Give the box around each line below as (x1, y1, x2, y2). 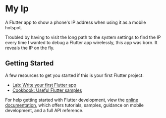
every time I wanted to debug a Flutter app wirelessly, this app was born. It (5, 39, 158, 45)
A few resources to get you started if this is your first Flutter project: (5, 72, 144, 78)
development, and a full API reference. (5, 107, 84, 113)
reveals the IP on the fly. (5, 45, 55, 51)
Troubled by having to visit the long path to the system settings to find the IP (5, 34, 161, 40)
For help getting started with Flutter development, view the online (5, 97, 139, 103)
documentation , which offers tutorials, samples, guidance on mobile (5, 102, 144, 108)
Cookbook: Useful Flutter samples (12, 87, 82, 93)
